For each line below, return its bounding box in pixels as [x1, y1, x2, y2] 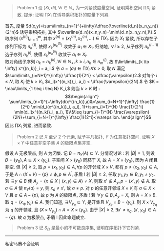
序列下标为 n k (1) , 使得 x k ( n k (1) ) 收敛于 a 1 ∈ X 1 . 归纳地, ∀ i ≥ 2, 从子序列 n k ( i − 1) [5, 42, 159, 50]
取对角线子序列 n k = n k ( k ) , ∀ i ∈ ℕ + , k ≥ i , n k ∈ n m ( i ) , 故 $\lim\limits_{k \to [5, 58, 150, 65]
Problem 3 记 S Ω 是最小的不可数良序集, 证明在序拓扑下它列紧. [17, 225, 141, 231]
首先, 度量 [5, 23, 25, 29]
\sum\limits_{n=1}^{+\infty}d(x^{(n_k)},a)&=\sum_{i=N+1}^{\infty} [9, 99, 139, 105]
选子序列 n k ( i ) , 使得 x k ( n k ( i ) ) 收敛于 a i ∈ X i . [5, 50, 88, 58]
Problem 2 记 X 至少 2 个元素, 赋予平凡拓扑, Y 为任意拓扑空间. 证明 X [17, 134, 155, 140]
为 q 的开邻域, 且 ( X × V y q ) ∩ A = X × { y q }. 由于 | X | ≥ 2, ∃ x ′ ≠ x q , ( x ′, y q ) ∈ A [5, 207, 156, 214]
